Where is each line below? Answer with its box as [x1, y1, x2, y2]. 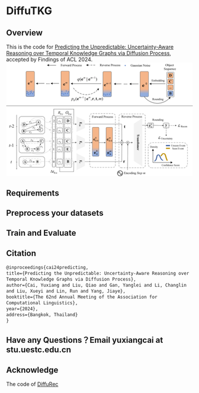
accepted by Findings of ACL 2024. [6, 56, 93, 63]
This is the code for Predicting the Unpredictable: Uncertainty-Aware [6, 43, 174, 50]
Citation [6, 248, 37, 258]
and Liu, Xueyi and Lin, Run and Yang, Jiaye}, [6, 288, 126, 294]
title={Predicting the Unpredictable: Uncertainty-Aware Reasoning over [6, 271, 190, 277]
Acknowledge [6, 365, 59, 375]
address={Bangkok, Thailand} [6, 312, 78, 318]
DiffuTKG [6, 4, 52, 18]
